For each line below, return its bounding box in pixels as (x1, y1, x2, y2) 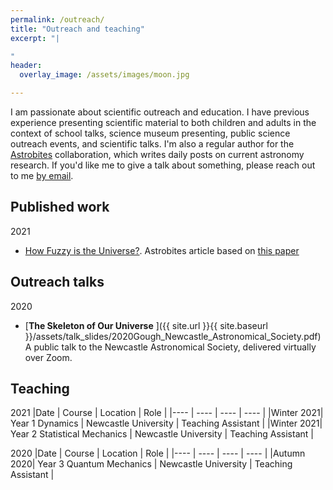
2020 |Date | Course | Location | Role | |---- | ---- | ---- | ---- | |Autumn (10, 447, 306, 460)
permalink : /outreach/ (10, 14, 105, 25)
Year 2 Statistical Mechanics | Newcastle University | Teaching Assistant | (10, 428, 314, 440)
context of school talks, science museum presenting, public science (10, 127, 291, 139)
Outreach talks (10, 274, 105, 291)
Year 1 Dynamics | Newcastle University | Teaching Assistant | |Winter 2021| (10, 417, 323, 430)
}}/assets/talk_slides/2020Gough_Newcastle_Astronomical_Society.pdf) (24, 330, 322, 342)
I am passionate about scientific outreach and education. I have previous (10, 106, 310, 118)
